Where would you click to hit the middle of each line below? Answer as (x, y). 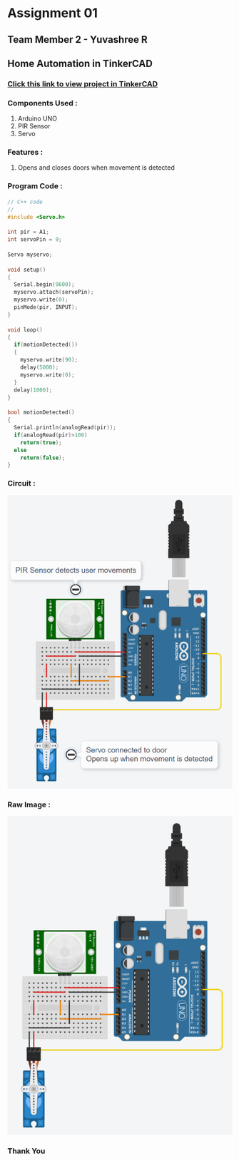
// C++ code (25, 202)
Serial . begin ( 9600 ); (44, 285)
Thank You (26, 1151)
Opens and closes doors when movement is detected (96, 168)
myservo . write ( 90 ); (49, 360)
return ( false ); (43, 458)
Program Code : (35, 186)
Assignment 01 (53, 13)
